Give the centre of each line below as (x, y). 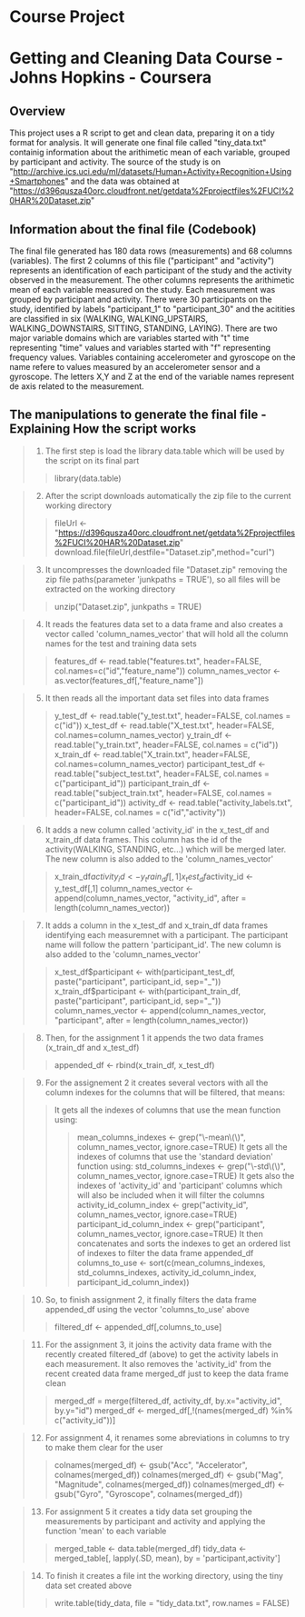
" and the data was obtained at (122, 181)
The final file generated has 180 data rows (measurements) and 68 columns (151, 251)
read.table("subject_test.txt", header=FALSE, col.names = (162, 774)
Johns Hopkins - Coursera (111, 78)
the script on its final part (92, 460)
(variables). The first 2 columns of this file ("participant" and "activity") (142, 260)
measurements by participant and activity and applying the (155, 1521)
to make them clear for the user (104, 1447)
